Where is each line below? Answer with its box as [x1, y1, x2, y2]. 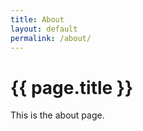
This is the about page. [10, 109, 105, 121]
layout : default [10, 24, 78, 34]
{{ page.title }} [10, 76, 134, 99]
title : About [10, 14, 65, 25]
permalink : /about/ [10, 33, 92, 43]
